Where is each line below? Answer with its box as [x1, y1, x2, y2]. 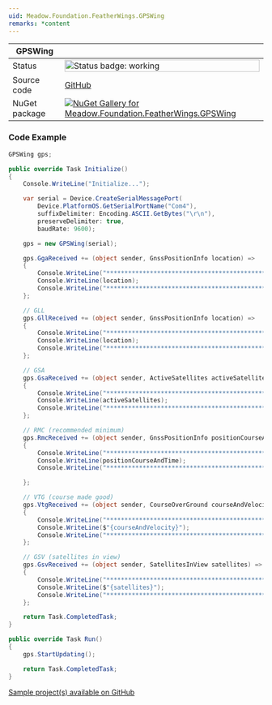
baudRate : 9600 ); [37, 225, 96, 233]
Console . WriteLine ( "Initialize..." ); [23, 180, 151, 188]
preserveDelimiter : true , [37, 217, 125, 226]
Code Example [8, 131, 67, 143]
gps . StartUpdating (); [23, 650, 96, 658]
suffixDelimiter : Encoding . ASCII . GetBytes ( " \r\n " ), [37, 210, 216, 218]
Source [12, 74, 40, 85]
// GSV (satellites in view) [23, 553, 121, 561]
